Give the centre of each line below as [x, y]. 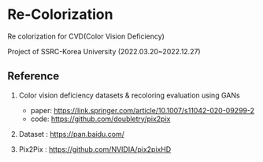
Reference [33, 76]
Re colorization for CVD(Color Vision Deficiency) [86, 36]
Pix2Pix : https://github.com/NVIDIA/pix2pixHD [95, 149]
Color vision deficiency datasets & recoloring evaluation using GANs [130, 95]
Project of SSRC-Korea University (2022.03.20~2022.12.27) [104, 51]
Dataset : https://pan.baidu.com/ [72, 134]
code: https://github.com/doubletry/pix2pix [100, 119]
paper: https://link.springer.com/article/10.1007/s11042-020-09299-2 [143, 110]
